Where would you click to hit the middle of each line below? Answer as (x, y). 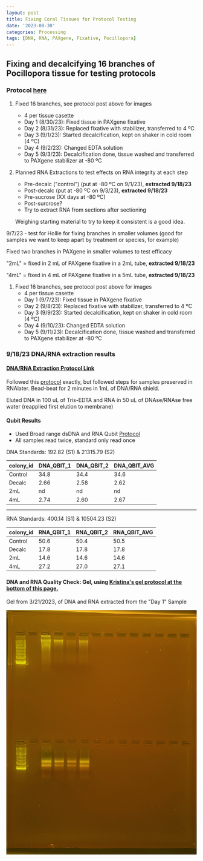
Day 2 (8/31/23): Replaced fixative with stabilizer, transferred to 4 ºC (109, 128)
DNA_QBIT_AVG (134, 465)
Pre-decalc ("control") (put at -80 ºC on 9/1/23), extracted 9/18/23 (108, 184)
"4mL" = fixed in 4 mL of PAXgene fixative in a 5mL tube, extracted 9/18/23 (101, 275)
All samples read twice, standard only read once (75, 440)
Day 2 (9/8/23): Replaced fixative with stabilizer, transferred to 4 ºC (108, 306)
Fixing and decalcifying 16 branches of (81, 64)
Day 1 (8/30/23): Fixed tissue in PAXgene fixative (85, 122)
